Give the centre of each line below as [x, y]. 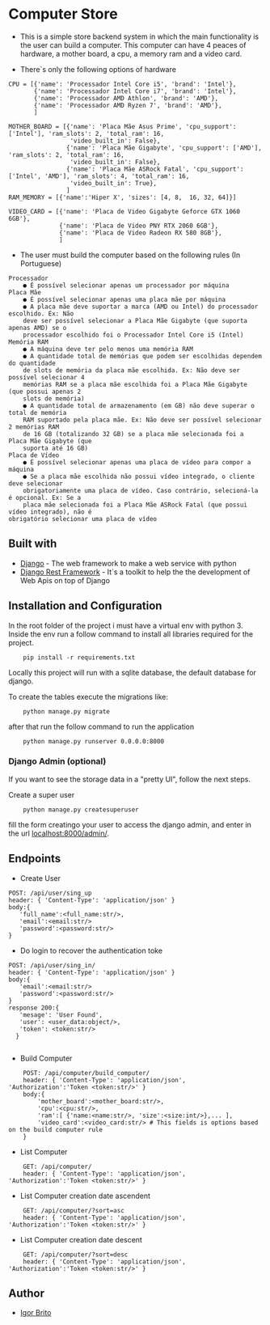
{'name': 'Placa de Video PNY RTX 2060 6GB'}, [139, 226]
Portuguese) [41, 263]
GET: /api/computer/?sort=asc [74, 1210]
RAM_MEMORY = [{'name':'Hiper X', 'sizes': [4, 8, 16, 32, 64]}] [122, 197]
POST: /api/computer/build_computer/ [86, 1073]
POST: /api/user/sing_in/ [52, 965]
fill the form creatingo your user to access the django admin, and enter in [130, 824]
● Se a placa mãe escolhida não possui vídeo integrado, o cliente [139, 476]
